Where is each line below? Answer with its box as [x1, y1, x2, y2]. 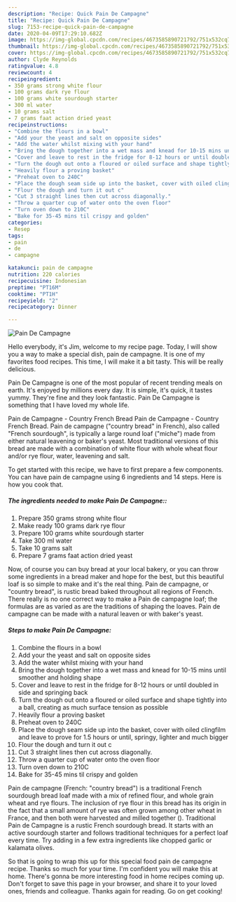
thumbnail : [8, 43, 40, 50]
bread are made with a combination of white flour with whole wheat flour [8, 444, 218, 453]
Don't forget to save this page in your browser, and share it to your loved [8, 880, 217, 888]
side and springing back [18, 689, 88, 697]
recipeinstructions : [8, 121, 69, 128]
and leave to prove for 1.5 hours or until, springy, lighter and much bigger [18, 733, 229, 741]
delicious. [8, 365, 36, 373]
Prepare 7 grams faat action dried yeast [18, 552, 133, 560]
